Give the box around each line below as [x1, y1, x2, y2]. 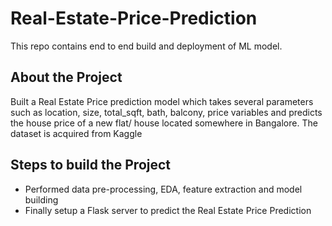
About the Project [10, 69, 123, 86]
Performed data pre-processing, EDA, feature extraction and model [24, 183, 303, 195]
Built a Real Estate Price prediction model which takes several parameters [10, 95, 314, 107]
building [24, 193, 59, 206]
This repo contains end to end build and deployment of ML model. [10, 40, 283, 52]
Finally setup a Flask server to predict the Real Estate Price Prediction [24, 204, 312, 216]
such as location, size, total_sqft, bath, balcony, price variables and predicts [10, 106, 323, 118]
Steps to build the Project [10, 157, 172, 174]
